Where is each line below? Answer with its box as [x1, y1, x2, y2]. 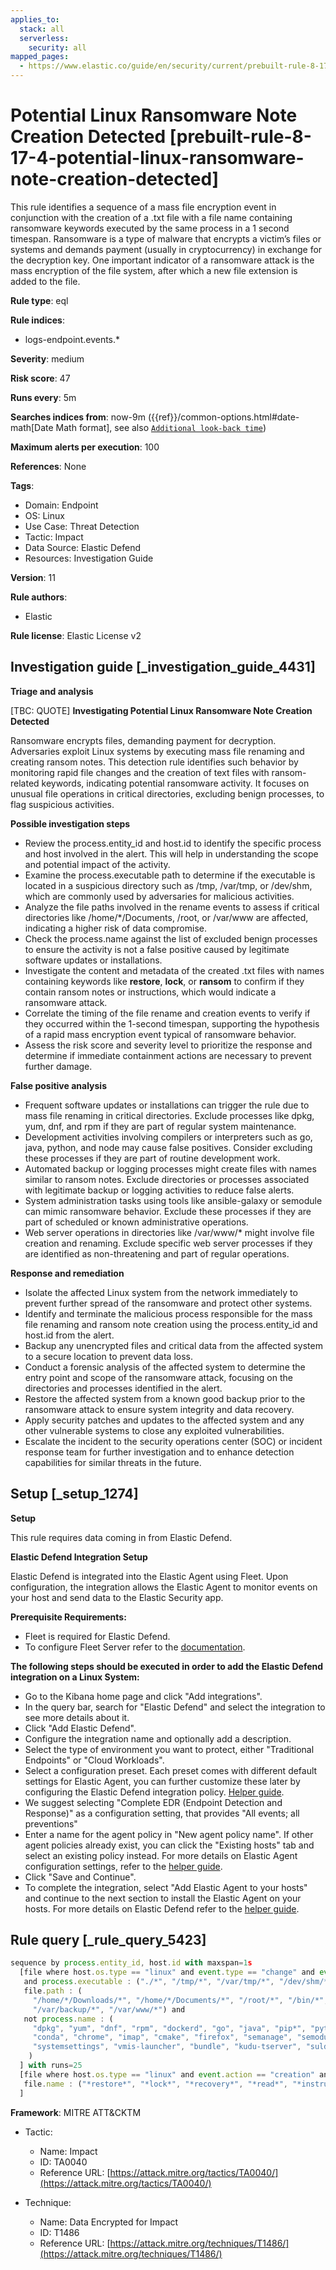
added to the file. [10, 275, 81, 287]
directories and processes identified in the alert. [24, 1382, 223, 1394]
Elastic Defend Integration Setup [10, 1551, 148, 1563]
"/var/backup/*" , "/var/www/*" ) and [32, 2004, 186, 2015]
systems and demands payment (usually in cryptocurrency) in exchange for [10, 243, 323, 255]
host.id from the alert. [24, 1329, 115, 1341]
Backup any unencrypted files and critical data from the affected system [24, 1339, 323, 1351]
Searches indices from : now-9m [10, 411, 146, 423]
